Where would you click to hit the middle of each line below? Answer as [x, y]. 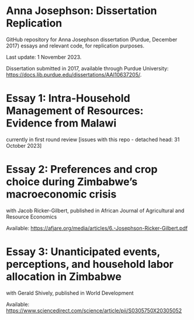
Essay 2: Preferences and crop [82, 170]
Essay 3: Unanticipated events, [83, 252]
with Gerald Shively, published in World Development [70, 293]
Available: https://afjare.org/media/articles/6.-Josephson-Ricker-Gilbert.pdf [97, 228]
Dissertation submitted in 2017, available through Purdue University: [87, 68]
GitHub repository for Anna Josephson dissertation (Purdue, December [92, 39]
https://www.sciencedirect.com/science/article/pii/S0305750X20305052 [94, 310]
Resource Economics [32, 217]
